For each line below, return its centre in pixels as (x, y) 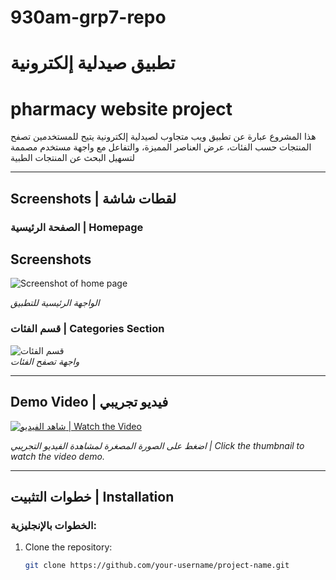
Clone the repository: (68, 547)
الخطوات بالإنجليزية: (53, 525)
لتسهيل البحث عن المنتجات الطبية (72, 158)
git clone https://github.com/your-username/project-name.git (157, 566)
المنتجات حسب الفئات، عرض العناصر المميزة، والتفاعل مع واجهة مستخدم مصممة (161, 147)
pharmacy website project (121, 108)
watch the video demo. (57, 456)
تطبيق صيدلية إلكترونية (93, 63)
